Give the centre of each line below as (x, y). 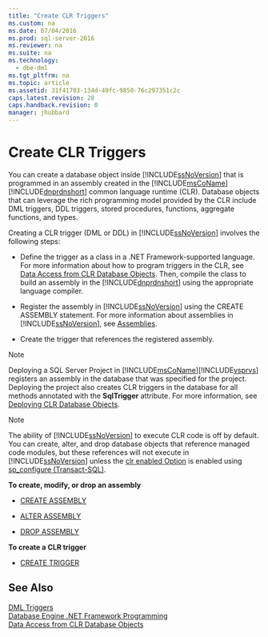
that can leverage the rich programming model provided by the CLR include (132, 200)
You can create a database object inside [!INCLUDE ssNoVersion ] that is (126, 174)
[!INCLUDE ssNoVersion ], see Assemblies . (88, 323)
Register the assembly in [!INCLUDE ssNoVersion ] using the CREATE (132, 306)
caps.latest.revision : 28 (51, 98)
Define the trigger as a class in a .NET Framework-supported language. (137, 257)
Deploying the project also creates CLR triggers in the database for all (123, 387)
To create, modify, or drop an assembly (75, 485)
